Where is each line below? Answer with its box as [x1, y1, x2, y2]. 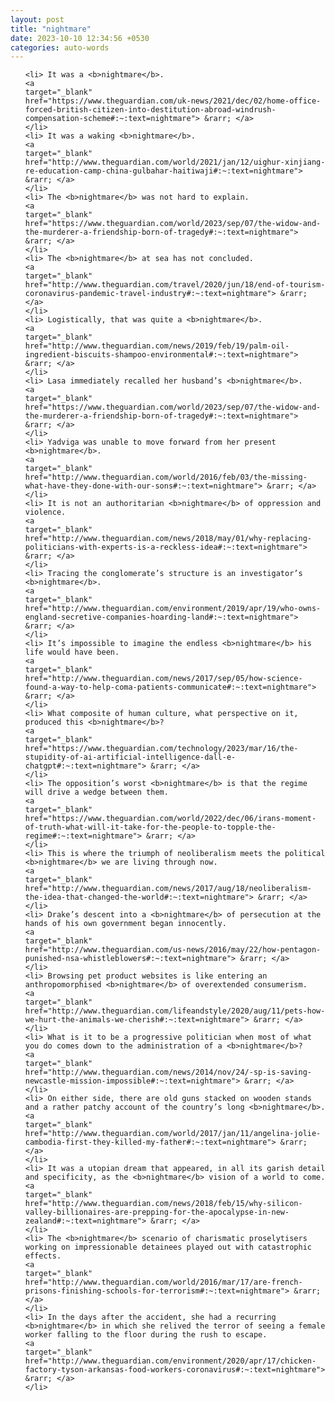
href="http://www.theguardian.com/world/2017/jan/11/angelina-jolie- [24, 1129, 322, 1139]
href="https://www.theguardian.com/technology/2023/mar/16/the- [24, 744, 299, 754]
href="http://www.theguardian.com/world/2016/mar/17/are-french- [24, 1277, 303, 1288]
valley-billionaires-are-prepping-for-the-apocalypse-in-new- [24, 1207, 290, 1218]
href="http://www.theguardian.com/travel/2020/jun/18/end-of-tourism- [24, 280, 326, 290]
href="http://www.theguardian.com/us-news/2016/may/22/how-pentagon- [24, 945, 322, 955]
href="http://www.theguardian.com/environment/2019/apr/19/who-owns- [24, 604, 322, 614]
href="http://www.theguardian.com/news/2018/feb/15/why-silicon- [24, 1199, 303, 1209]
